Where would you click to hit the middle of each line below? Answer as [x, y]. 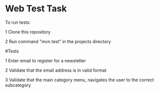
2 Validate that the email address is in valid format [56, 70]
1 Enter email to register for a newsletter [46, 60]
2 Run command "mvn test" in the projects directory [58, 41]
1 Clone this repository [28, 32]
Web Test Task [36, 9]
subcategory [18, 85]
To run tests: [18, 22]
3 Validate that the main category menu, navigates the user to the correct [79, 80]
